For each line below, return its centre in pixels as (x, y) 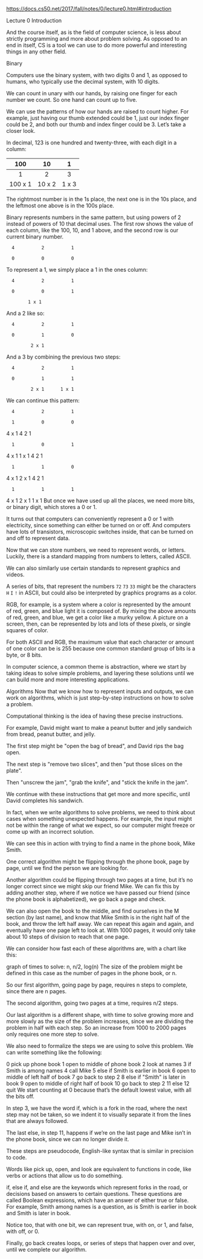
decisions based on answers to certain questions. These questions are (94, 1194)
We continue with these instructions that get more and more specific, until (98, 794)
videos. (15, 575)
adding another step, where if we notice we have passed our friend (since (98, 893)
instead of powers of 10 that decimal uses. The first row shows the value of (100, 224)
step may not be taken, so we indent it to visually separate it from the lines (99, 1115)
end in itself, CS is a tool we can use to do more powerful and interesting (97, 45)
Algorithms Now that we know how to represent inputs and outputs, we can (100, 691)
